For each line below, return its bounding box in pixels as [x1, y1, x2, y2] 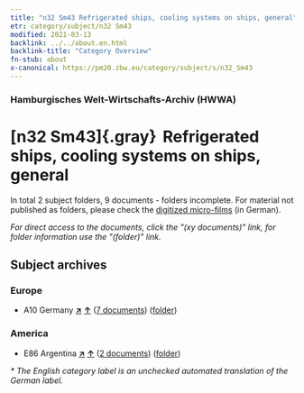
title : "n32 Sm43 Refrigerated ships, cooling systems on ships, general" [10, 13, 298, 23]
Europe [10, 285, 43, 297]
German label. [10, 375, 64, 386]
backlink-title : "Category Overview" [10, 47, 152, 56]
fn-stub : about [10, 55, 68, 64]
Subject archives [10, 258, 107, 273]
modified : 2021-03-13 [10, 30, 92, 39]
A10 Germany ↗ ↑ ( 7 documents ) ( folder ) [23, 305, 178, 315]
